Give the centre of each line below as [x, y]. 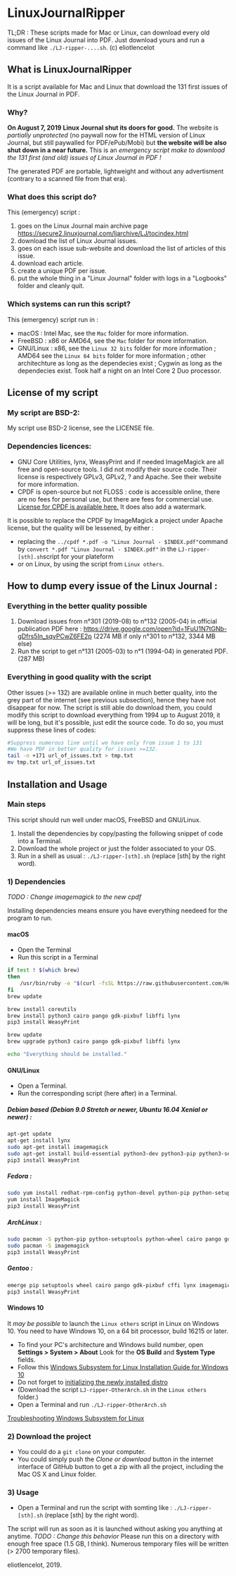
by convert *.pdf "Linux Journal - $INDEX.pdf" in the [97, 549]
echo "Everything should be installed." [67, 1055]
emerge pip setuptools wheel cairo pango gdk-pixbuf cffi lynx [102, 1285]
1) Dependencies [37, 881]
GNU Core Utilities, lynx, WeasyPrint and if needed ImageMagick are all [121, 461]
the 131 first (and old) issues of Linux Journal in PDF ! [84, 158]
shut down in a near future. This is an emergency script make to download [116, 150]
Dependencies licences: [50, 447]
